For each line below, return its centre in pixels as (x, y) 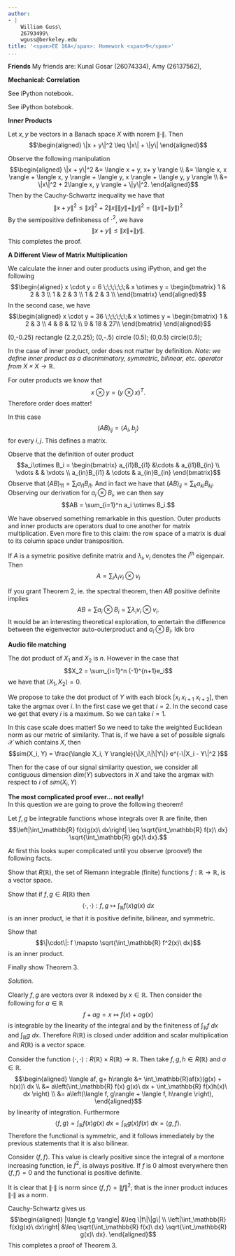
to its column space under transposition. (66, 541)
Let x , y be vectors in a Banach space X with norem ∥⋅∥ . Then (96, 134)
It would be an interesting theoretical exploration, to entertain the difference (117, 622)
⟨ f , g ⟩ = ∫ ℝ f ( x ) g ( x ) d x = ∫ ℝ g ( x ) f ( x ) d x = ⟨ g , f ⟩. (118, 1124)
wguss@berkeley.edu (49, 40)
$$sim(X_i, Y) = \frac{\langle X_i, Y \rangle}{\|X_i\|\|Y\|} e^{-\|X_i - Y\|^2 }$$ (118, 753)
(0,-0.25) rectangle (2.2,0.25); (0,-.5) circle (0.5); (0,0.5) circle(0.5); (105, 338)
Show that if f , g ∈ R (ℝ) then (49, 895)
